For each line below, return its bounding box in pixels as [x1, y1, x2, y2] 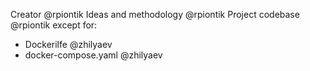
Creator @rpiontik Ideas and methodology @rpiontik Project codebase [10, 9, 300, 20]
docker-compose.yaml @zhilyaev [24, 49, 163, 61]
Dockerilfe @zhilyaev [24, 39, 113, 50]
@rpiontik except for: [10, 19, 98, 31]
